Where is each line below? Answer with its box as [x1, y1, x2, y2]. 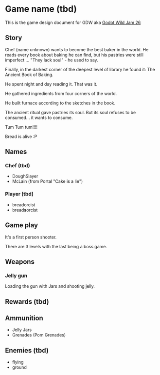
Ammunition [5, 314, 44, 322]
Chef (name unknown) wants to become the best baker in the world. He [5, 46, 149, 52]
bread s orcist [12, 207, 38, 213]
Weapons [5, 257, 35, 266]
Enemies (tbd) [5, 346, 49, 355]
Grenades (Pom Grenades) [12, 332, 66, 338]
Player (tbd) [5, 191, 34, 197]
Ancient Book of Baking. [5, 72, 53, 78]
